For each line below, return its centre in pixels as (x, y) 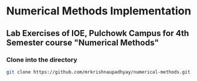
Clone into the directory (42, 59)
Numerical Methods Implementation (99, 11)
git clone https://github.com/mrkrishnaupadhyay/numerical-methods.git (98, 72)
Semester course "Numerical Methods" (82, 42)
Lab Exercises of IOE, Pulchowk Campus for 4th (98, 33)
